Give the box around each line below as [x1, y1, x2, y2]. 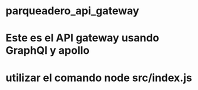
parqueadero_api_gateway [5, 4, 140, 18]
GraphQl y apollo [5, 44, 90, 57]
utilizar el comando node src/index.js [5, 71, 192, 84]
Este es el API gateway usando [5, 31, 159, 45]
